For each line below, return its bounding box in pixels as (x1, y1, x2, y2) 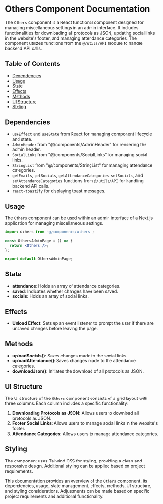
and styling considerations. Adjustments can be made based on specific (5, 488, 150, 494)
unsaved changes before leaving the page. (12, 326, 98, 332)
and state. (12, 136, 33, 142)
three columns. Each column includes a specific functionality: (5, 400, 128, 406)
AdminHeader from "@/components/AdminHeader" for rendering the (12, 141, 147, 147)
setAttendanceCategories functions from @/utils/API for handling (12, 177, 144, 184)
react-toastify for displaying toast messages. (12, 188, 106, 194)
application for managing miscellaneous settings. (5, 220, 104, 226)
